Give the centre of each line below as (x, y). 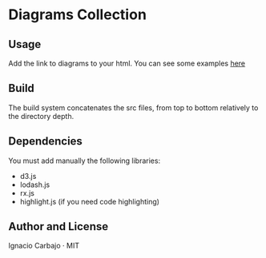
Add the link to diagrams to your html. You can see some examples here (127, 63)
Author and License (58, 226)
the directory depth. (41, 116)
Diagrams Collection (77, 15)
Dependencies (45, 141)
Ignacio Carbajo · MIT (44, 246)
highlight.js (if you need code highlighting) (90, 201)
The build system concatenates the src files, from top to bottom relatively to (133, 107)
